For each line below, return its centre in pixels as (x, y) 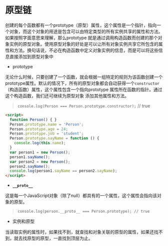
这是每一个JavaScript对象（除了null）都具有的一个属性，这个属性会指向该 (81, 196)
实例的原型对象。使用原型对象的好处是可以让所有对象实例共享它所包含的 (84, 44)
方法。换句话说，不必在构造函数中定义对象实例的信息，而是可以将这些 (86, 50)
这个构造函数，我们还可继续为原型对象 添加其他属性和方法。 (67, 95)
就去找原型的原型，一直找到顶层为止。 (53, 238)
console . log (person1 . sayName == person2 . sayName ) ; (63, 171)
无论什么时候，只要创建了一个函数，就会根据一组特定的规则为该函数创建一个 (84, 77)
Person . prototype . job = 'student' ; (47, 134)
